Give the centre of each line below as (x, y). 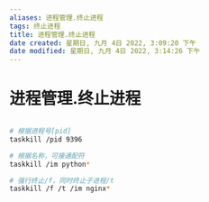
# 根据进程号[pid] (41, 132)
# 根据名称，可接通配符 (47, 156)
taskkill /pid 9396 (46, 139)
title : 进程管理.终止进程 (53, 34)
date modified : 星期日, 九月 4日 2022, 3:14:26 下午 (105, 51)
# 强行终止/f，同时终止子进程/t (62, 180)
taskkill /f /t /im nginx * (60, 189)
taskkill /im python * (50, 164)
